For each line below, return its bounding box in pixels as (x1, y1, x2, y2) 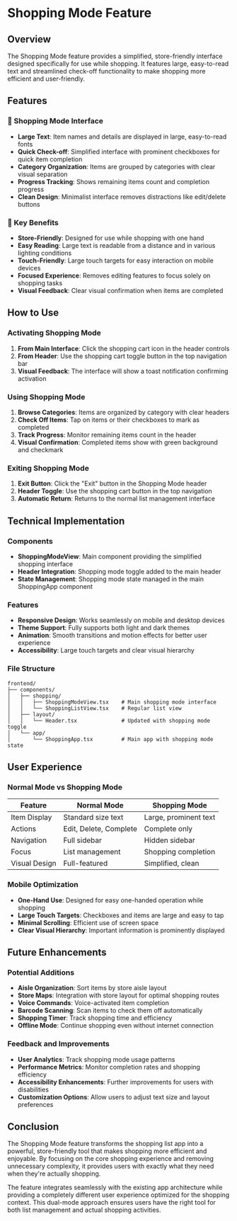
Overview (7, 33, 52, 45)
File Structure (7, 664, 55, 674)
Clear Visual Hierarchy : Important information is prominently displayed (17, 926, 225, 934)
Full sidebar (63, 835, 103, 845)
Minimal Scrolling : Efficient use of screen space (17, 918, 159, 927)
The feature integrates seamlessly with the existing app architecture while (7, 1183, 223, 1192)
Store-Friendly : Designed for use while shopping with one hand (17, 234, 204, 242)
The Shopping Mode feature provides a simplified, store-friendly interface (7, 52, 223, 60)
